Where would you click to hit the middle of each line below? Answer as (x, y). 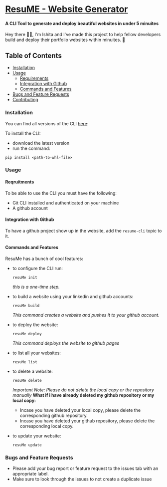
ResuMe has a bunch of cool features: (44, 259)
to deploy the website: (35, 325)
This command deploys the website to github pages (66, 343)
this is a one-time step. (36, 287)
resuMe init (25, 278)
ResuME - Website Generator (67, 9)
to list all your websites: (37, 353)
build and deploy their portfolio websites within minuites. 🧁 (65, 40)
